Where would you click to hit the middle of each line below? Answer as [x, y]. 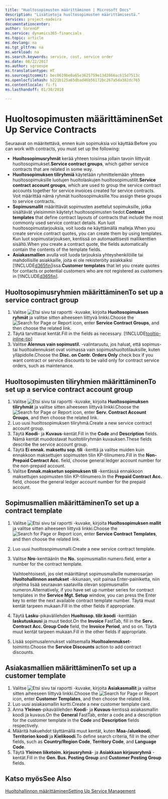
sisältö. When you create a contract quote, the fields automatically [80, 244]
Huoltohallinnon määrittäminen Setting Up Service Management [70, 791]
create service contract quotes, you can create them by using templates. [88, 234]
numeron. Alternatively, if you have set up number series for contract [83, 589]
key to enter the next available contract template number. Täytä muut [84, 601]
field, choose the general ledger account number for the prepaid [79, 482]
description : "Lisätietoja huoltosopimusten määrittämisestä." [73, 15]
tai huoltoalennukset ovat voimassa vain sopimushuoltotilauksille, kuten [86, 350]
